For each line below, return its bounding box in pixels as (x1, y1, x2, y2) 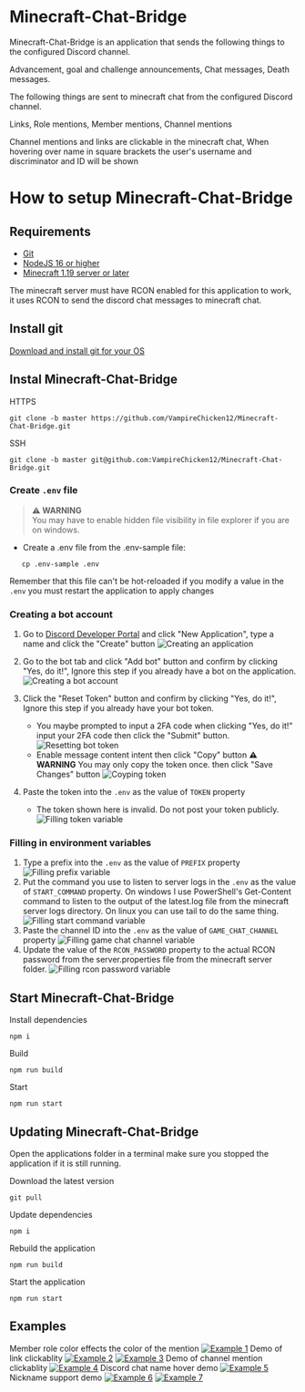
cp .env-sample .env (21, 559, 100, 569)
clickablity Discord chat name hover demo (9, 1362, 219, 1373)
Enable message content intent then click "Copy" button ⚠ (36, 749, 258, 760)
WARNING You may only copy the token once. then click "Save (36, 759, 273, 770)
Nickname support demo (9, 1372, 103, 1383)
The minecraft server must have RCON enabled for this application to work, (9, 284, 292, 295)
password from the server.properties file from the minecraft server (22, 954, 273, 965)
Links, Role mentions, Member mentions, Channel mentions (9, 119, 232, 129)
